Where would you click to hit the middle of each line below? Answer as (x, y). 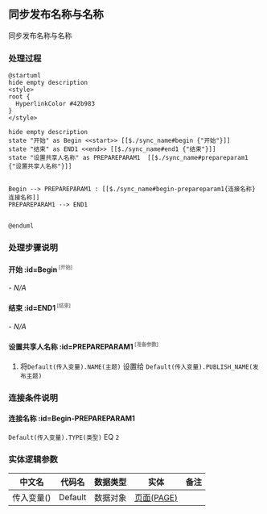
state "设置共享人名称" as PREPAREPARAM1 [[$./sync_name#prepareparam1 (128, 158)
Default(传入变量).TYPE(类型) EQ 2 (64, 437)
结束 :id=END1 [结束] (39, 307)
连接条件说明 (33, 398)
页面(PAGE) (156, 498)
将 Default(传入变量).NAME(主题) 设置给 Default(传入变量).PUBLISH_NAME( (136, 366)
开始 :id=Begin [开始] (41, 269)
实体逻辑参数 (33, 459)
